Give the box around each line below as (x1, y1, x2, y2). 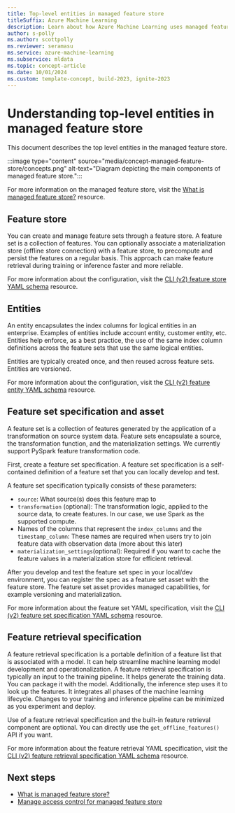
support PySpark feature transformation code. (7, 446, 141, 455)
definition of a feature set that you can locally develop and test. (37, 467, 220, 476)
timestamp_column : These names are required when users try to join (17, 532, 211, 540)
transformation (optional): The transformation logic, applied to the (17, 502, 208, 511)
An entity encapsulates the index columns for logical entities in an (7, 321, 197, 330)
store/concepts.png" (7, 164, 67, 173)
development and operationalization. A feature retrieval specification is (7, 665, 211, 673)
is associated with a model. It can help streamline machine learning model (7, 657, 220, 665)
